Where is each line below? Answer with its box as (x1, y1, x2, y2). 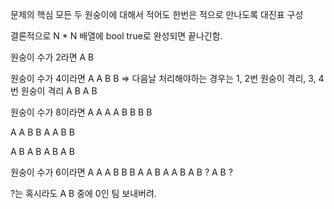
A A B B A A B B (10, 126, 75, 138)
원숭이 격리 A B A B (20, 85, 98, 97)
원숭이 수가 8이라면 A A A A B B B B (10, 106, 153, 118)
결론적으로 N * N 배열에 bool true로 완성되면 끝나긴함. (10, 30, 223, 42)
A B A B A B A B (10, 146, 75, 157)
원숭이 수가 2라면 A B (10, 51, 95, 63)
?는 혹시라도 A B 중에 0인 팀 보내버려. (10, 188, 157, 199)
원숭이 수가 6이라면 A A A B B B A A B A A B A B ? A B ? (10, 166, 233, 178)
